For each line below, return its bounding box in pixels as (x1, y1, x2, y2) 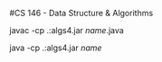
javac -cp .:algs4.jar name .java (9, 25, 124, 35)
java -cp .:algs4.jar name (9, 42, 102, 53)
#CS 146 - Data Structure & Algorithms (9, 8, 154, 18)
